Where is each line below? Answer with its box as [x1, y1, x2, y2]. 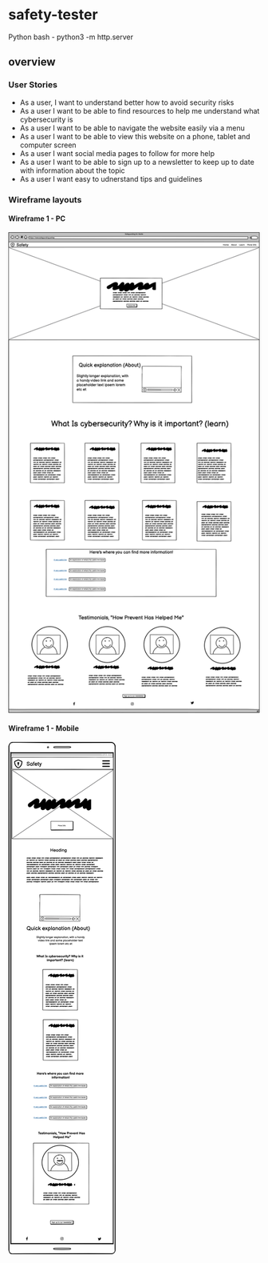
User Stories [8, 79, 58, 90]
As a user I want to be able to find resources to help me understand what [19, 106, 260, 115]
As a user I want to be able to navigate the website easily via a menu [19, 122, 246, 133]
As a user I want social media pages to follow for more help [19, 148, 215, 158]
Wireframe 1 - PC [8, 214, 66, 223]
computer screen [19, 140, 77, 150]
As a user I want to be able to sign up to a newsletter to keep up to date [19, 157, 255, 166]
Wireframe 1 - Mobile [8, 724, 80, 733]
